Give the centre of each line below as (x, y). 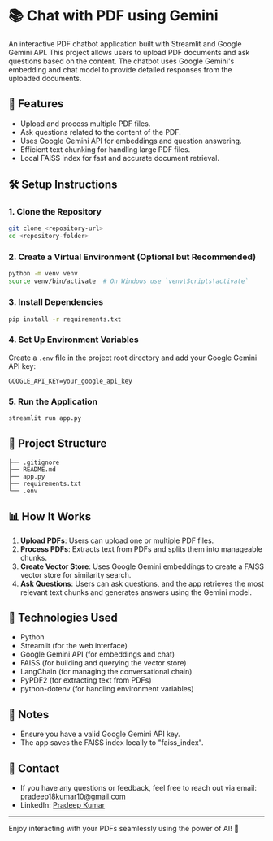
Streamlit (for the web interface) (74, 646)
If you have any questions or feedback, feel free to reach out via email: (139, 787)
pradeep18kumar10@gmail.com (73, 796)
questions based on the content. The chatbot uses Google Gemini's (121, 61)
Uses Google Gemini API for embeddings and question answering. (131, 141)
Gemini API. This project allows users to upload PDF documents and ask (129, 52)
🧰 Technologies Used (63, 617)
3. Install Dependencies (56, 302)
